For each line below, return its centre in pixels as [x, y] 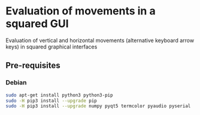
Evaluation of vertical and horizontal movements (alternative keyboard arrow [100, 40]
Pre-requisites [33, 66]
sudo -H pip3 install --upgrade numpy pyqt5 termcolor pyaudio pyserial [98, 106]
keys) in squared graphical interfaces [51, 47]
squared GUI [37, 24]
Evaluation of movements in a [81, 11]
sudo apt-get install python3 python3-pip [59, 95]
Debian [16, 83]
